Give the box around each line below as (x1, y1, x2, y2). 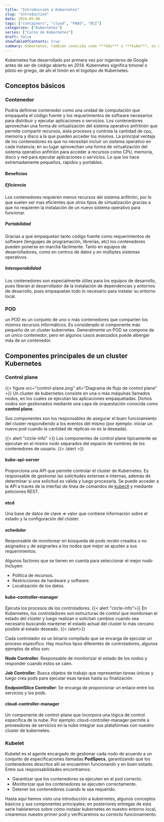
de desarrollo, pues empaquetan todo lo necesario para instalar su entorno (5, 288, 156, 294)
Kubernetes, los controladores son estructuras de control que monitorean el (5, 610, 158, 616)
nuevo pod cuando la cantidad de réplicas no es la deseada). (5, 425, 128, 431)
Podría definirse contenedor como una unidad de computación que (5, 107, 140, 113)
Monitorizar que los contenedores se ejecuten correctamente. (12, 781, 137, 787)
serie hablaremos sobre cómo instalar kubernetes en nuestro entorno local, (5, 806, 157, 812)
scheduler (5, 527, 26, 533)
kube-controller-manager (5, 594, 59, 600)
